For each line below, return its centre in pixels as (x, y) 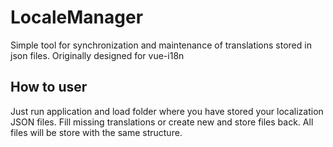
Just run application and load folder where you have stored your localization (167, 111)
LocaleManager (77, 17)
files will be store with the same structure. (96, 132)
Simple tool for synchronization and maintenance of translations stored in (161, 45)
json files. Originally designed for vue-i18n (97, 55)
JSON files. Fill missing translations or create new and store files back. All (162, 122)
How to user (49, 87)
